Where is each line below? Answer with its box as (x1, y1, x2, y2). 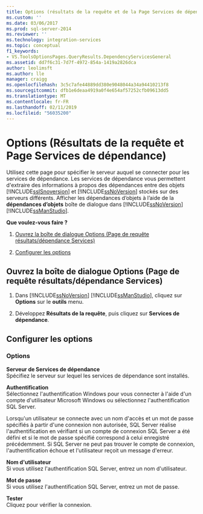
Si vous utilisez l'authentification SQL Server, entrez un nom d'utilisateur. (6, 464, 187, 472)
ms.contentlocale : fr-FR (6, 98, 69, 104)
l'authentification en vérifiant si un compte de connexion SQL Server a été (6, 427, 190, 435)
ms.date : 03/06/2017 (6, 20, 59, 26)
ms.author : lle (6, 71, 45, 77)
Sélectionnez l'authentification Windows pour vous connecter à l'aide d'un (6, 390, 192, 397)
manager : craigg (6, 76, 47, 82)
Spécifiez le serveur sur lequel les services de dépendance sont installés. (6, 372, 190, 379)
